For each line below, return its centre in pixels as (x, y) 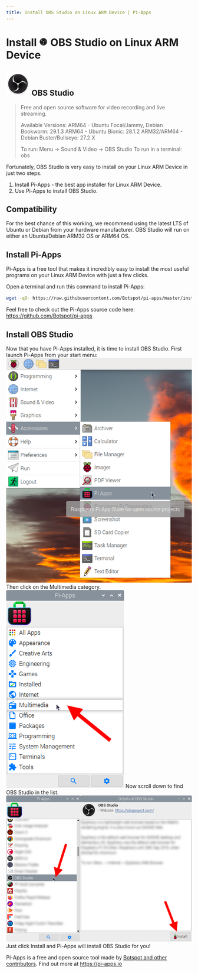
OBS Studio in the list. (32, 792)
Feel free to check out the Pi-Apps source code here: (71, 310)
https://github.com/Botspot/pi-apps (49, 316)
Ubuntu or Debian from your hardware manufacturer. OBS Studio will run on (98, 230)
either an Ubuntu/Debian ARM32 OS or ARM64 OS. (68, 236)
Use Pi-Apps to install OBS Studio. (56, 191)
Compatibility (32, 210)
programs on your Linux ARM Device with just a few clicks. (77, 275)
